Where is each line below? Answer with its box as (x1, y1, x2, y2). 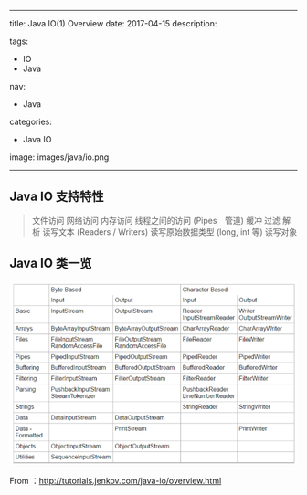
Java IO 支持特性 (9, 189, 104, 205)
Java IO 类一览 (9, 256, 92, 271)
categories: (9, 116, 52, 127)
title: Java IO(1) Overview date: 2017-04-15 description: (9, 18, 217, 28)
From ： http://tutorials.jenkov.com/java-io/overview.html (9, 475, 222, 486)
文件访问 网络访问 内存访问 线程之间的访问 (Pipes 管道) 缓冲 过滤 (31, 215, 281, 226)
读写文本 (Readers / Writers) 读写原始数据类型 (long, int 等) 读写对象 (42, 226, 298, 237)
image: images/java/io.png (9, 152, 110, 163)
